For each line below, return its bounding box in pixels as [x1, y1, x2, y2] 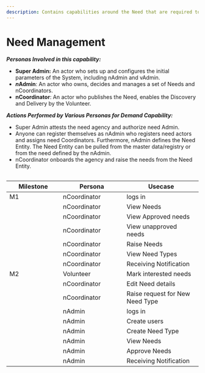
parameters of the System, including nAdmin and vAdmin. [15, 74, 160, 81]
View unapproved [126, 222, 178, 231]
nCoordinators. [15, 87, 53, 94]
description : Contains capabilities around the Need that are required [6, 9, 192, 15]
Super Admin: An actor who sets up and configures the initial [15, 67, 170, 74]
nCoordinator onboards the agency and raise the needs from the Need [15, 156, 193, 163]
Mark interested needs [126, 269, 192, 278]
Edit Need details [126, 279, 176, 288]
